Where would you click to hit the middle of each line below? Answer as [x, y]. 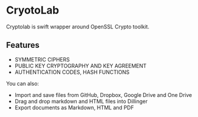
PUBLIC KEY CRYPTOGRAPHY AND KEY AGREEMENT [80, 66]
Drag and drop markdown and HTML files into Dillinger [81, 101]
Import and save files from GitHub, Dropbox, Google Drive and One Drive [103, 95]
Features [23, 45]
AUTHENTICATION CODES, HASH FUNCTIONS [72, 72]
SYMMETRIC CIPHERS [42, 59]
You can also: [23, 83]
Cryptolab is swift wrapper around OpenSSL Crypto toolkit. [78, 27]
